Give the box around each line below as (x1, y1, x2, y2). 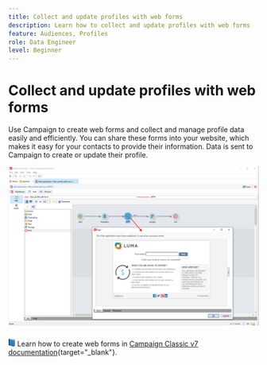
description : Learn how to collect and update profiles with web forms (8, 21, 250, 29)
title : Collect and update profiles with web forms (8, 13, 183, 21)
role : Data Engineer (8, 38, 77, 46)
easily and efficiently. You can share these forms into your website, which (8, 134, 250, 143)
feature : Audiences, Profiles (8, 29, 109, 37)
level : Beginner (8, 46, 62, 55)
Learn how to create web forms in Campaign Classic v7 (17, 339, 199, 348)
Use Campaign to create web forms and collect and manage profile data (8, 125, 245, 134)
